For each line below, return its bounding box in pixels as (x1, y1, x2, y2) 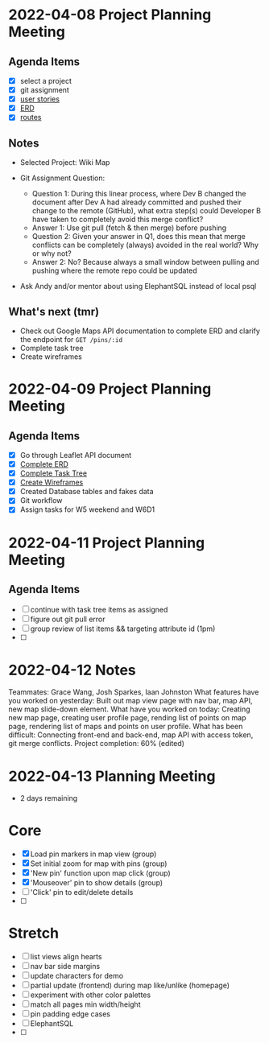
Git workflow (19, 496, 63, 505)
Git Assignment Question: (19, 173, 106, 183)
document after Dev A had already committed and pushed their (31, 197, 242, 207)
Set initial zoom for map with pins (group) (30, 859, 168, 868)
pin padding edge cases (30, 1009, 111, 1019)
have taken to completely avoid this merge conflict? (31, 215, 204, 225)
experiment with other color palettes (30, 990, 151, 1000)
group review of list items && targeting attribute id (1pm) (30, 624, 216, 633)
